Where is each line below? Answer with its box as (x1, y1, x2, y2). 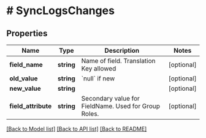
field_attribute (9, 102, 52, 110)
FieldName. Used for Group (81, 102, 161, 110)
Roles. (81, 110, 99, 118)
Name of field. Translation (81, 56, 156, 65)
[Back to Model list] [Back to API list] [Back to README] (6, 125, 147, 132)
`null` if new (81, 74, 115, 83)
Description (104, 47, 140, 55)
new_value (9, 84, 41, 93)
